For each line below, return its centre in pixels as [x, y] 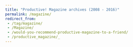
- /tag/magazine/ [25, 23]
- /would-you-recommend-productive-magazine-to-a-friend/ [68, 32]
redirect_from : [21, 19]
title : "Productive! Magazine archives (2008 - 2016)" [62, 10]
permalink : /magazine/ [28, 14]
